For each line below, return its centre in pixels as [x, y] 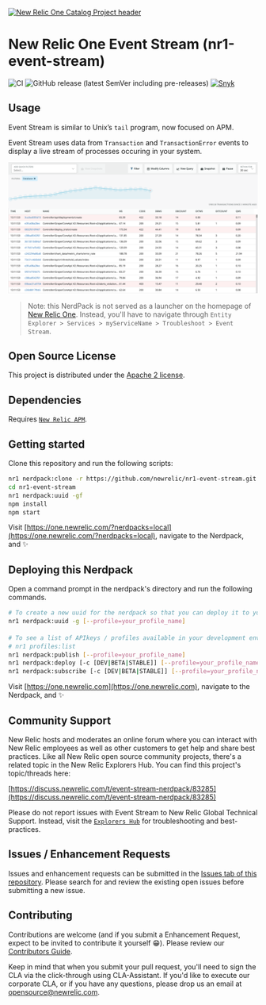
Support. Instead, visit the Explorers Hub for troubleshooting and [114, 821]
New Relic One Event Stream [104, 44]
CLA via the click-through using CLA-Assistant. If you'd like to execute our [129, 975]
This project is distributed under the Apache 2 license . [97, 375]
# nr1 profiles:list [42, 646]
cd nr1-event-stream [42, 487]
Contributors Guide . [40, 951]
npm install [28, 504]
